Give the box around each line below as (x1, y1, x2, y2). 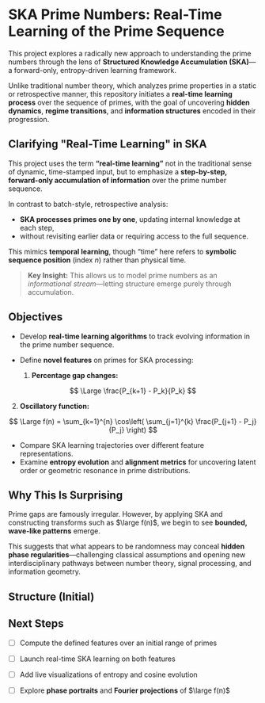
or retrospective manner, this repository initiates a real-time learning (8, 89, 233, 98)
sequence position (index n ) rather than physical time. (8, 255, 187, 265)
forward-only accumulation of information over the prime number (8, 175, 227, 185)
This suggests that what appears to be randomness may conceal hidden (8, 541, 245, 552)
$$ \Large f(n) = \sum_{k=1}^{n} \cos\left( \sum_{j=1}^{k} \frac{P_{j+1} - (9, 416, 243, 426)
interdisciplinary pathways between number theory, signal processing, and (8, 559, 252, 568)
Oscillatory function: (19, 401, 89, 411)
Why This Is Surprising (8, 488, 123, 502)
